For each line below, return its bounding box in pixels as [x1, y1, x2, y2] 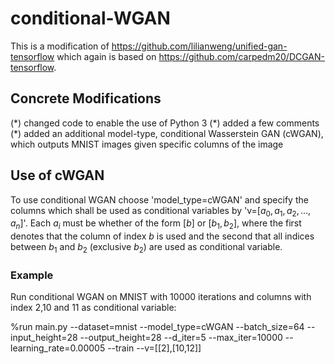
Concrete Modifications [10, 90, 162, 107]
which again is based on [56, 50, 157, 62]
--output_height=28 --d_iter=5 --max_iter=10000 [79, 332, 283, 344]
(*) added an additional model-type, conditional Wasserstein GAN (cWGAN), [10, 127, 324, 139]
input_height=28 [10, 332, 78, 344]
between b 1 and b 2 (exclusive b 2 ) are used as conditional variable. [10, 241, 283, 255]
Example [10, 268, 54, 282]
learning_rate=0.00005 [10, 342, 106, 354]
